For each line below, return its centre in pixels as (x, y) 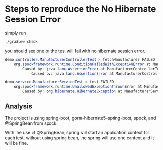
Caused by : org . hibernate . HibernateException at (73, 91)
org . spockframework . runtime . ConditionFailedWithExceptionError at (82, 64)
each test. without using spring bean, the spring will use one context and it (80, 138)
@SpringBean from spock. (32, 123)
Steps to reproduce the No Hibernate (81, 9)
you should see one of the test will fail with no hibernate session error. (75, 51)
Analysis (19, 106)
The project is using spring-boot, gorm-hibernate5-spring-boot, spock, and (81, 118)
